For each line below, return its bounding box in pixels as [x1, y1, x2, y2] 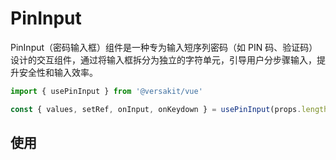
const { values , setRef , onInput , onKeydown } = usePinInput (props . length [10, 104, 329, 114]
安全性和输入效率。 [18, 66, 98, 78]
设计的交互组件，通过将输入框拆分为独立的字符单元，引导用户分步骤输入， [10, 53, 317, 66]
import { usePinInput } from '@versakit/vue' [10, 86, 203, 96]
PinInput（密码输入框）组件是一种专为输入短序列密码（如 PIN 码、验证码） [10, 41, 318, 53]
